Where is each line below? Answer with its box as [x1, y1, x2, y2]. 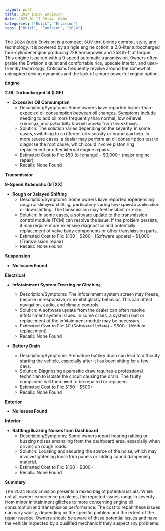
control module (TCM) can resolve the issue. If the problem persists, [19, 217, 159, 223]
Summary [5, 479, 26, 485]
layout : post [5, 7, 32, 12]
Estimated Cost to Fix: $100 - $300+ [19, 464, 94, 470]
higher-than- [127, 105, 154, 111]
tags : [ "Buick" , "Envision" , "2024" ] [5, 26, 83, 31]
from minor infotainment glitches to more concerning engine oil [5, 499, 133, 505]
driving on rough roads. [19, 443, 67, 449]
